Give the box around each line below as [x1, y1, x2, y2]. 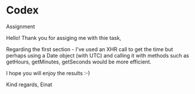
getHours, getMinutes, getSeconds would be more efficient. [6, 58, 152, 65]
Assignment [6, 23, 35, 30]
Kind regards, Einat [6, 80, 52, 88]
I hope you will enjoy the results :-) [6, 69, 90, 76]
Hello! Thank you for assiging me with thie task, [6, 34, 122, 41]
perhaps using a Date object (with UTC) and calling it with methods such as [6, 52, 190, 59]
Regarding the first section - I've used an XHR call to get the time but [6, 45, 173, 53]
